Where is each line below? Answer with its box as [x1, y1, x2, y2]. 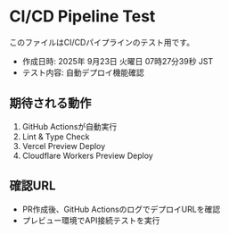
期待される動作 [9, 96, 92, 111]
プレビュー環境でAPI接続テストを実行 [21, 214, 160, 225]
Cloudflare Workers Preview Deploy [21, 150, 153, 161]
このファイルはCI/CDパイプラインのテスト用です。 [9, 37, 194, 47]
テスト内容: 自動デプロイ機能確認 [21, 67, 144, 78]
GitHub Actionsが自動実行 [21, 121, 118, 131]
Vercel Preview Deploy [21, 140, 106, 151]
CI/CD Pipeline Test [9, 6, 156, 27]
